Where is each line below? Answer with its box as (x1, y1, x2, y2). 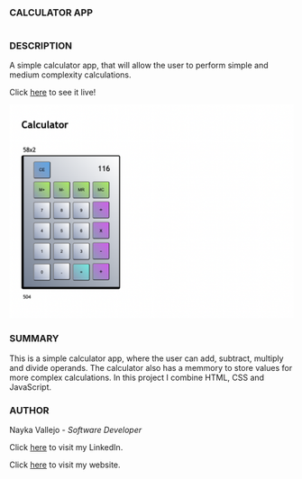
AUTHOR (9, 403, 50, 416)
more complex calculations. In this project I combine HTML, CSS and (9, 372, 264, 383)
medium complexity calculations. (9, 69, 133, 80)
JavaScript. (9, 381, 52, 393)
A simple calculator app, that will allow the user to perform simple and (9, 60, 269, 71)
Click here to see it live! (9, 87, 96, 98)
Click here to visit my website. (9, 459, 121, 470)
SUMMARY (9, 332, 59, 345)
